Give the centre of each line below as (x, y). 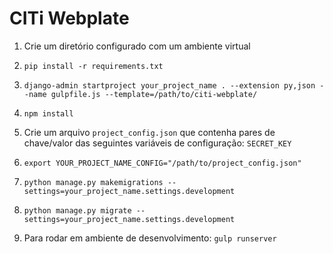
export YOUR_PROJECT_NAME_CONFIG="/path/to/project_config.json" (162, 163)
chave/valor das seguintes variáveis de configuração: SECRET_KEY (157, 143)
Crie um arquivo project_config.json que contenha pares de (149, 132)
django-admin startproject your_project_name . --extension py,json (169, 85)
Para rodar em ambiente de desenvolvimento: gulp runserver (150, 238)
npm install (48, 113)
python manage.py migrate (77, 210)
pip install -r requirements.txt (93, 66)
